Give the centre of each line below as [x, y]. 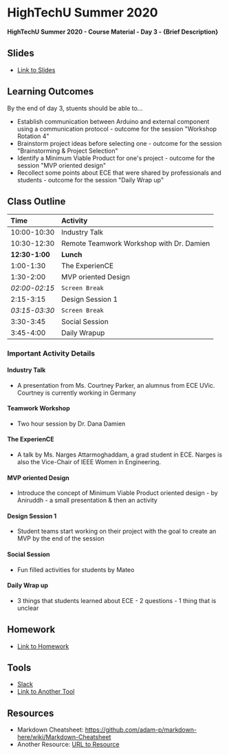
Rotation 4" [33, 136]
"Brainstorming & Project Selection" [67, 151]
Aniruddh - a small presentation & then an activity [87, 501]
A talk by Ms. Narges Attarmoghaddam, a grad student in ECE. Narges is [119, 455]
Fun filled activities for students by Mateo [76, 569]
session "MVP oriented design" [62, 165]
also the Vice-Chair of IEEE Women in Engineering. [89, 461]
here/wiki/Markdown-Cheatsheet [64, 737]
